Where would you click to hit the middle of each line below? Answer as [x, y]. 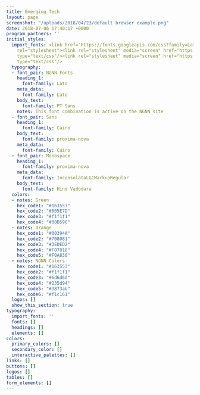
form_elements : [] [29, 383]
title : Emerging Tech [33, 12]
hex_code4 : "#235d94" [43, 283]
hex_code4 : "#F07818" [43, 250]
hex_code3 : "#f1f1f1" [43, 217]
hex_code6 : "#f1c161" [43, 294]
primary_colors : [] [36, 344]
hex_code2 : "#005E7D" [43, 211]
